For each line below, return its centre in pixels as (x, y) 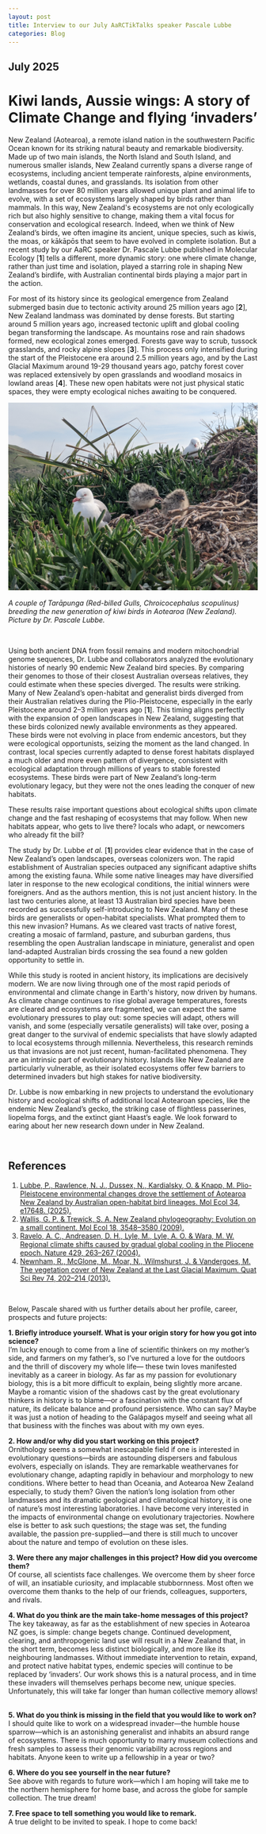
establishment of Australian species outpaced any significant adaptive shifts (133, 867)
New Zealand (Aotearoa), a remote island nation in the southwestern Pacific (132, 140)
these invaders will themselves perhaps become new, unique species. (122, 1682)
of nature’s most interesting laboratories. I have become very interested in (129, 1508)
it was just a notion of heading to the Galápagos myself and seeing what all (131, 1417)
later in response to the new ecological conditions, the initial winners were (129, 884)
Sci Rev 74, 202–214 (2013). (65, 1278)
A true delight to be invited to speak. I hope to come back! (103, 1821)
